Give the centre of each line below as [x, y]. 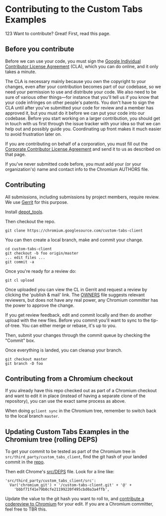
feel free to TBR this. [26, 509]
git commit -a [20, 262]
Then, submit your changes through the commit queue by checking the [78, 335]
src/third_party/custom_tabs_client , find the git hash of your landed [76, 457]
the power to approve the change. [40, 305]
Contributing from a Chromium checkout [69, 379]
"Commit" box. [20, 340]
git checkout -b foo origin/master [42, 253]
